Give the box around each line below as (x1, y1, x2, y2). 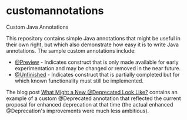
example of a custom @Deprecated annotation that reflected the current (6, 95, 181, 102)
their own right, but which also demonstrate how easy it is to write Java (6, 41, 179, 48)
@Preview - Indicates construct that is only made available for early (14, 59, 179, 66)
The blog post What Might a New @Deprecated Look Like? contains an (6, 88, 178, 95)
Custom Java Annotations (6, 23, 69, 30)
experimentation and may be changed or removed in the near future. (14, 64, 181, 71)
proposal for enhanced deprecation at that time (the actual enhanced (6, 101, 173, 108)
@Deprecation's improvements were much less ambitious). (6, 107, 149, 114)
